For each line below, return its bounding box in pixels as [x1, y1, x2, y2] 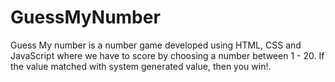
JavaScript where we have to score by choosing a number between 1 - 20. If [10, 49, 325, 61]
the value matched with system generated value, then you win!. [10, 60, 272, 72]
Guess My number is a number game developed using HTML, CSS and [10, 39, 302, 51]
